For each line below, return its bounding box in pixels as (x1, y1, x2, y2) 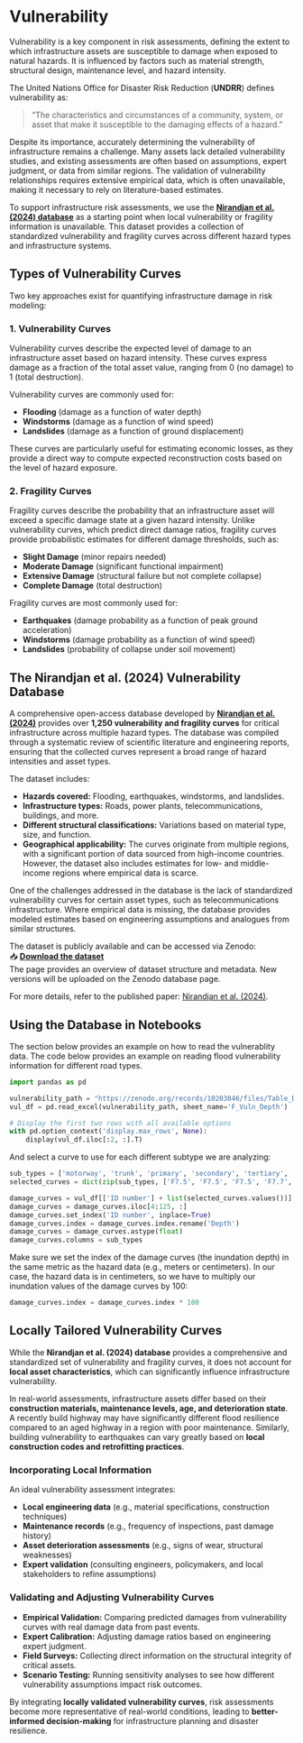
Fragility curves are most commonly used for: (9, 598, 179, 609)
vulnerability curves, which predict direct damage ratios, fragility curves (9, 525, 277, 536)
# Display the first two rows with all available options (9, 1118, 232, 1128)
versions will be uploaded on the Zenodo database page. (9, 974, 221, 985)
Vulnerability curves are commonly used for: (9, 390, 174, 400)
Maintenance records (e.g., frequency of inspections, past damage (22, 1521, 274, 1532)
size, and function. (22, 830, 92, 840)
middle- (240, 858, 270, 869)
